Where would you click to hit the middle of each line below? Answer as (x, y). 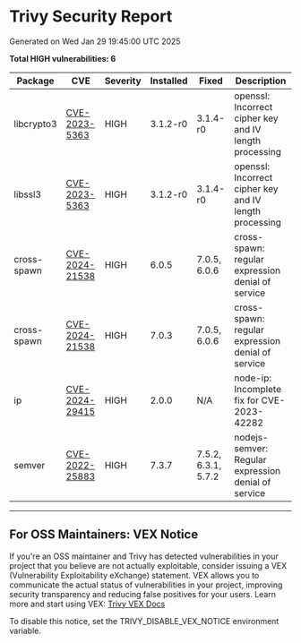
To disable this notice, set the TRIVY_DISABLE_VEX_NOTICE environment (144, 621)
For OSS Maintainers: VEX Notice (104, 535)
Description (261, 81)
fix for (247, 400)
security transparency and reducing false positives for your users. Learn (142, 594)
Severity (123, 81)
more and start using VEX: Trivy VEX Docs (87, 604)
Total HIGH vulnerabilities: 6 (63, 58)
